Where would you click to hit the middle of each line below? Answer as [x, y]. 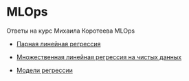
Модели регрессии [44, 70]
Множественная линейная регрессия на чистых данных [99, 57]
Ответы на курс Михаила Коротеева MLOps [71, 31]
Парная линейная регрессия [58, 44]
